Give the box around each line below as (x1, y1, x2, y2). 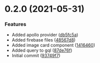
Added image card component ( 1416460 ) (11, 42, 96, 48)
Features (4, 21, 27, 28)
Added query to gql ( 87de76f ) (11, 47, 72, 53)
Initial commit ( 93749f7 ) (11, 53, 61, 59)
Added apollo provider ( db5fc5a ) (11, 32, 78, 38)
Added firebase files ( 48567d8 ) (11, 37, 76, 43)
